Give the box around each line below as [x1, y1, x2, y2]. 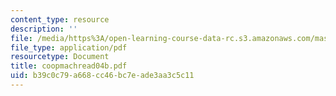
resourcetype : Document [10, 52, 110, 62]
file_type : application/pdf [10, 42, 128, 53]
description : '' [10, 24, 78, 34]
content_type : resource [10, 14, 110, 25]
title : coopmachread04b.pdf [10, 61, 128, 71]
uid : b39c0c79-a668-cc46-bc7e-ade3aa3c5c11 [10, 71, 195, 81]
